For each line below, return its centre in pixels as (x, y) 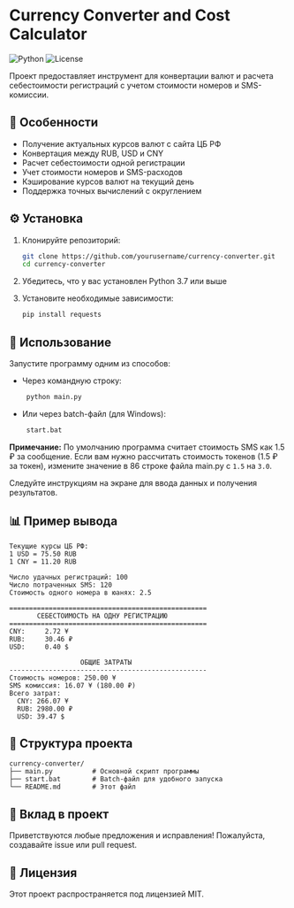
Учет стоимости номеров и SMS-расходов (102, 172)
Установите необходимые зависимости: (98, 298)
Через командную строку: (72, 381)
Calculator (48, 34)
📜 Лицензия (43, 873)
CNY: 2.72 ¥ (39, 631)
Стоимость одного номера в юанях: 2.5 (80, 593)
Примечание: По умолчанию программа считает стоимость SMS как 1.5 (147, 447)
